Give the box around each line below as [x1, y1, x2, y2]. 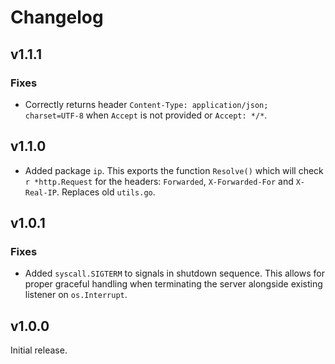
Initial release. [10, 344, 68, 356]
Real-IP [24, 187, 57, 198]
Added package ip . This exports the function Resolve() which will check [24, 164, 324, 176]
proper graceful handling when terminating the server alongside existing [24, 278, 323, 290]
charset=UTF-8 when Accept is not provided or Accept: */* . [24, 109, 268, 121]
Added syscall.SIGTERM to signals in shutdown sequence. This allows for [24, 267, 325, 280]
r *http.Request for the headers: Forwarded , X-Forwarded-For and [24, 175, 294, 187]
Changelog [10, 6, 104, 29]
